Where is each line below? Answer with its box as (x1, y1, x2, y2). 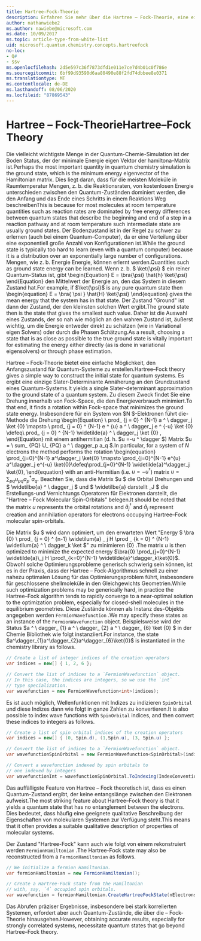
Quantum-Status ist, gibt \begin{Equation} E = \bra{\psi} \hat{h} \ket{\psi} (6, 271, 188, 278)
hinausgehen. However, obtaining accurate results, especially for (26, 916, 185, 922)
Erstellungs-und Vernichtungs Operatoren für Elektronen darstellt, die (6, 489, 178, 497)
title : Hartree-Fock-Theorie (6, 8, 79, 15)
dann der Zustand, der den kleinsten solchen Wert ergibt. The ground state (6, 303, 190, 310)
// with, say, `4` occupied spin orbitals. (6, 887, 117, 893)
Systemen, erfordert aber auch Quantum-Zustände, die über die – (6, 909, 169, 916)
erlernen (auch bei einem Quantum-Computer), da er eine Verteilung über (6, 233, 188, 240)
